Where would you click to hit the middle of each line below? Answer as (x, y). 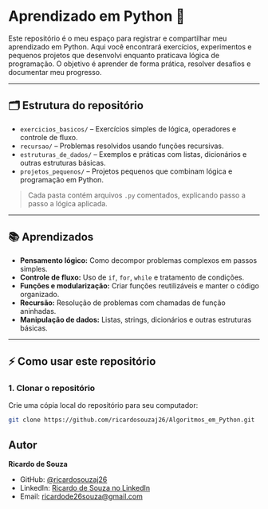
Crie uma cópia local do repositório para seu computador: (103, 405)
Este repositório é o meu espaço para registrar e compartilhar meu (118, 38)
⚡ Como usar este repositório (82, 361)
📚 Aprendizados (51, 237)
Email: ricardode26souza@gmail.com (81, 496)
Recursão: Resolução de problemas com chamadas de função (122, 303)
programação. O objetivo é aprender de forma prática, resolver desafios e (130, 64)
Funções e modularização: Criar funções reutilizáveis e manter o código (139, 285)
